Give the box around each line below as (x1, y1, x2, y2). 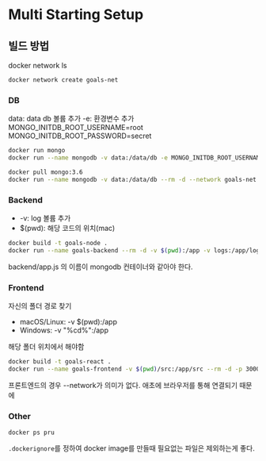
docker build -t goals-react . (8, 358, 112, 366)
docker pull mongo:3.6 (8, 168, 83, 176)
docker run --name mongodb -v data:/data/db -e (8, 154, 169, 162)
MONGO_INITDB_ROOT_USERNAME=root (8, 123, 144, 133)
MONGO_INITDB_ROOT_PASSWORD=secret (8, 131, 152, 140)
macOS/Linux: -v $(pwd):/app (19, 317, 117, 327)
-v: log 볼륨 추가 (19, 213, 71, 223)
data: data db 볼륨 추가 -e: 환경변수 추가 (8, 113, 135, 124)
